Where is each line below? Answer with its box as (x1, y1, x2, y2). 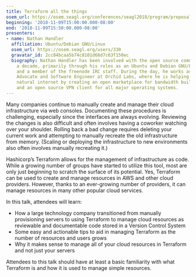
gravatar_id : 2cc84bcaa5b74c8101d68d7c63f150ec (11, 52, 129, 58)
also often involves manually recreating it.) (6, 144, 108, 151)
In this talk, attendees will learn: (6, 198, 82, 205)
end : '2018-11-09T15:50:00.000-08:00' (6, 25, 100, 31)
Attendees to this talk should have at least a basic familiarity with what (6, 258, 175, 265)
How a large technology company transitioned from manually (14, 209, 162, 217)
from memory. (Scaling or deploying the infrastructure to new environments (6, 138, 188, 145)
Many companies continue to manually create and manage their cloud (6, 101, 174, 108)
